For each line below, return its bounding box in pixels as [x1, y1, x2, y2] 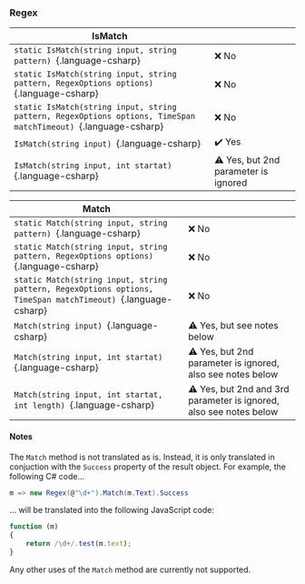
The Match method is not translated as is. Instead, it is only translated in [9, 451, 275, 462]
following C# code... [9, 470, 84, 481]
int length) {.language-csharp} [14, 398, 155, 411]
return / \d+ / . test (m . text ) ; [25, 539, 132, 549]
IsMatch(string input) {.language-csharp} [14, 136, 202, 149]
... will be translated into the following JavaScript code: [9, 505, 215, 516]
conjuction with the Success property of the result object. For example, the [9, 461, 287, 472]
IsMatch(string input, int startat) [14, 161, 172, 171]
